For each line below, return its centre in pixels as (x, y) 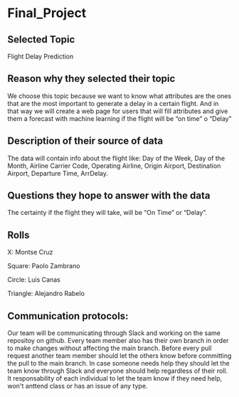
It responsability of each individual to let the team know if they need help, (115, 379)
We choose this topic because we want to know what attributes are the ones (119, 96)
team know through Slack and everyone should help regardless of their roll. (118, 371)
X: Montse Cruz (30, 252)
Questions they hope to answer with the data (109, 196)
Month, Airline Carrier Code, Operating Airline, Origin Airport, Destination (114, 166)
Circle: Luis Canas (34, 280)
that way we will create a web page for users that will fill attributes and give (118, 111)
